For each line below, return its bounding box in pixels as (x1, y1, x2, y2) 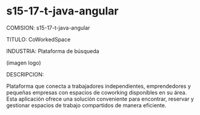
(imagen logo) (6, 59, 41, 66)
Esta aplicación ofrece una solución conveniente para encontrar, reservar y (6, 95, 194, 102)
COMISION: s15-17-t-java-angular (6, 24, 90, 31)
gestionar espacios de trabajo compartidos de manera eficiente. (6, 101, 167, 109)
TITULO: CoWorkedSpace (6, 36, 71, 43)
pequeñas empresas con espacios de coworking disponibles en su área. (6, 89, 187, 96)
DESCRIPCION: (6, 70, 44, 78)
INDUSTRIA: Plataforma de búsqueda (6, 47, 99, 55)
